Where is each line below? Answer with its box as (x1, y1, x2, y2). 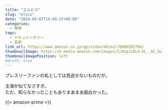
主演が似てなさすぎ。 (5, 83, 49, 89)
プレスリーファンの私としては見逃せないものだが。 (5, 73, 110, 79)
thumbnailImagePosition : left (5, 53, 68, 59)
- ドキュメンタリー (9, 35, 44, 40)
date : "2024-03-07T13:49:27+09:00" (5, 16, 79, 21)
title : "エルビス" (5, 7, 41, 12)
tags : (5, 30, 16, 35)
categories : (5, 21, 30, 26)
